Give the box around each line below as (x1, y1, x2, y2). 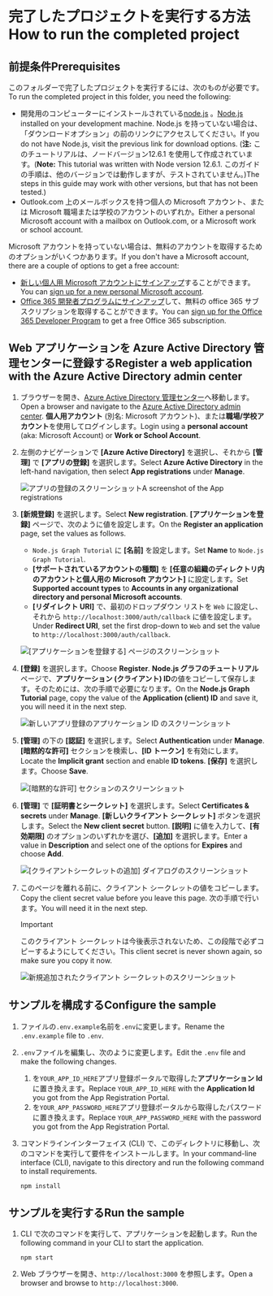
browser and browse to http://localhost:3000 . (19, 1278, 179, 1288)
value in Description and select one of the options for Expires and (19, 840, 243, 850)
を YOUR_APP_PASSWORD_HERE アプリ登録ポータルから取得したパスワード (32, 1102, 262, 1112)
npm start (19, 1254, 54, 1262)
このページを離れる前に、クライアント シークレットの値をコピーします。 (19, 882, 264, 892)
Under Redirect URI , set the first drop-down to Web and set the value (32, 621, 261, 631)
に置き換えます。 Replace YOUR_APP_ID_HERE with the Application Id (32, 1083, 255, 1093)
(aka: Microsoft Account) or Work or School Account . (19, 430, 201, 440)
